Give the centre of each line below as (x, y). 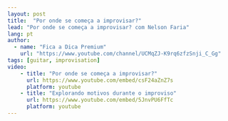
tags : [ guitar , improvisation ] (54, 60)
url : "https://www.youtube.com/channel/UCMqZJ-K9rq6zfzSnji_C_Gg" (121, 54)
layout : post (27, 14)
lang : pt (20, 34)
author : (19, 41)
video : (17, 67)
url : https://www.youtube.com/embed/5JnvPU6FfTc (100, 100)
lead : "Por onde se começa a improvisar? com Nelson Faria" (99, 27)
